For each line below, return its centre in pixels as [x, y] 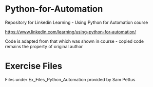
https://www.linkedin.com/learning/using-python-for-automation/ [71, 32]
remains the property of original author [44, 46]
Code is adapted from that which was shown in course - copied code [75, 41]
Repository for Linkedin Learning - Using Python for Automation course [76, 22]
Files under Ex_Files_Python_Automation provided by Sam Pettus [70, 79]
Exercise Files [34, 66]
